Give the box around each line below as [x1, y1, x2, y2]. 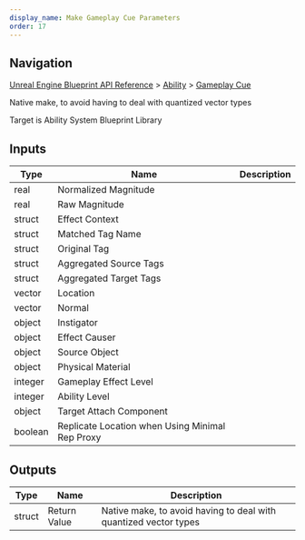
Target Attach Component [57, 405, 168, 418]
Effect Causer [57, 331, 116, 344]
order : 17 [9, 22, 47, 31]
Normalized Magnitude [57, 184, 155, 196]
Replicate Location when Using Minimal [57, 420, 226, 433]
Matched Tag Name [57, 228, 142, 241]
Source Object [57, 346, 120, 359]
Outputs [9, 462, 57, 477]
